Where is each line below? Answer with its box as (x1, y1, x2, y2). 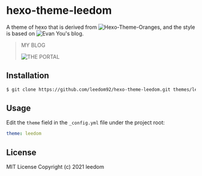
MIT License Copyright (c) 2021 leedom (6, 163, 104, 171)
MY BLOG (20, 41, 46, 49)
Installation (6, 70, 49, 81)
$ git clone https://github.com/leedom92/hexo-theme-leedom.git (6, 86, 171, 93)
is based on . (6, 29, 84, 37)
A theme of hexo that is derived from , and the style (6, 23, 195, 31)
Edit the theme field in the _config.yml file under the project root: (6, 119, 165, 126)
